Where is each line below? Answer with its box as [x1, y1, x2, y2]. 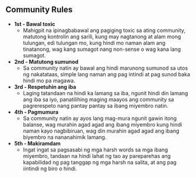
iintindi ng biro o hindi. [22, 165, 77, 172]
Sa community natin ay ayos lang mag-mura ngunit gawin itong [22, 115, 177, 122]
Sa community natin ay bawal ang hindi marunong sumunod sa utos [22, 64, 188, 72]
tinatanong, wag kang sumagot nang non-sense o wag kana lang [22, 46, 181, 53]
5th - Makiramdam [14, 140, 61, 147]
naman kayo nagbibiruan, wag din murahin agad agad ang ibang [22, 127, 179, 134]
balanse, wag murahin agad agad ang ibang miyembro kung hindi [22, 121, 182, 128]
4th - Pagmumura [14, 108, 58, 115]
